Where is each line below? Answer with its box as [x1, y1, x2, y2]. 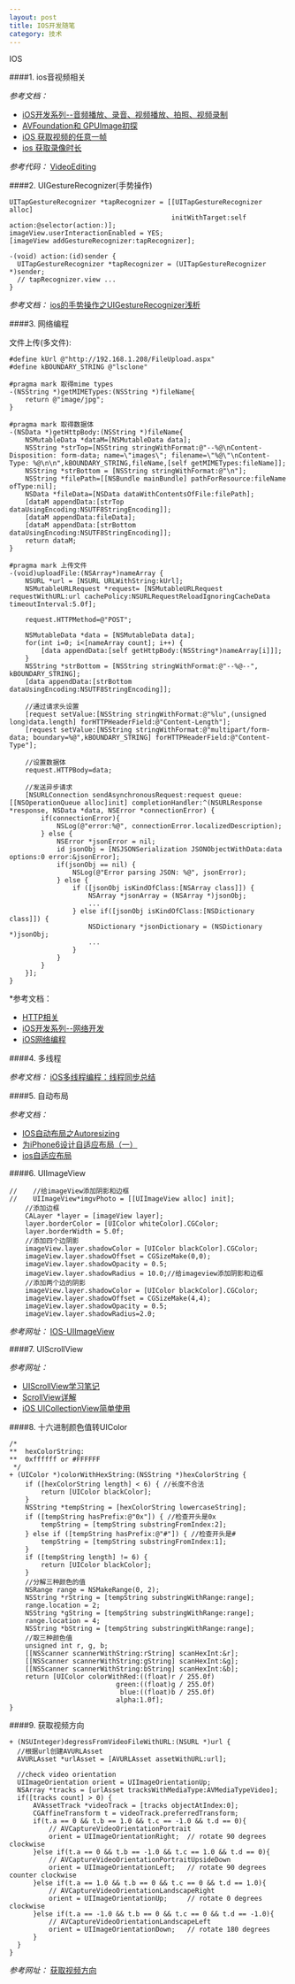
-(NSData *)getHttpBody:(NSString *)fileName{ [9, 428, 184, 437]
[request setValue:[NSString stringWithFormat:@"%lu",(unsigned [25, 710, 267, 719]
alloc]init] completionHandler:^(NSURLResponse [84, 798, 263, 808]
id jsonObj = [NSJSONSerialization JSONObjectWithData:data [56, 845, 283, 854]
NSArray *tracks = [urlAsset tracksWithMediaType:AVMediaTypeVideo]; [17, 1786, 278, 1795]
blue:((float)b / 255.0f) [119, 1688, 216, 1697]
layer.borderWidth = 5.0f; [25, 1227, 125, 1236]
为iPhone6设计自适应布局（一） [21, 1139, 138, 1150]
